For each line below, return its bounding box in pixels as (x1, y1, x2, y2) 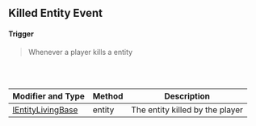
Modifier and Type (12, 90, 85, 102)
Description (164, 90, 211, 102)
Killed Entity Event (8, 6, 103, 20)
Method (92, 90, 124, 102)
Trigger (8, 28, 34, 39)
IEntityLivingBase (12, 104, 78, 115)
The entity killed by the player (131, 104, 244, 115)
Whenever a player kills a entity (27, 47, 133, 57)
